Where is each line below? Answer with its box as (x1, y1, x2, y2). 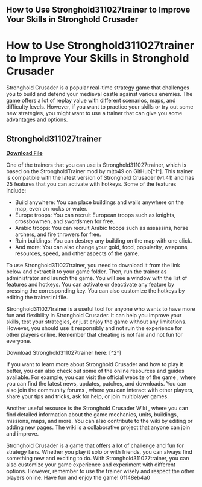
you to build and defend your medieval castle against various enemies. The (6, 91, 193, 98)
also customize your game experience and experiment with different (6, 461, 176, 468)
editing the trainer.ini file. (6, 294, 68, 301)
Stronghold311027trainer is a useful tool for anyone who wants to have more (6, 305, 195, 313)
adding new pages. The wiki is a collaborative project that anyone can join (6, 424, 191, 431)
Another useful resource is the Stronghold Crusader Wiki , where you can (6, 404, 189, 412)
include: (6, 187, 27, 194)
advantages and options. (6, 116, 68, 123)
